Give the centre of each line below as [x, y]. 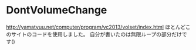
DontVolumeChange [57, 10]
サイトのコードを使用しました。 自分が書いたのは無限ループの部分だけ [97, 34]
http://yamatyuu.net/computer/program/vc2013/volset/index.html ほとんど [96, 27]
